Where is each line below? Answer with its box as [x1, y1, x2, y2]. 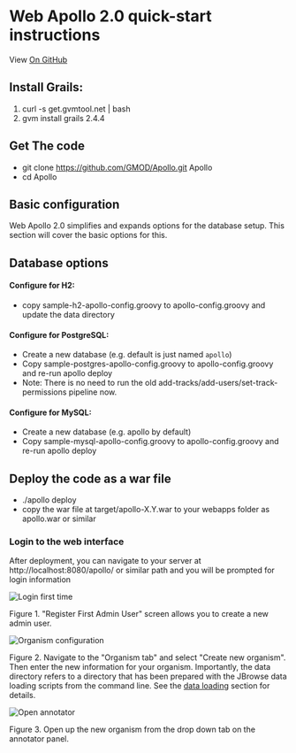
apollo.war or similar [21, 513, 96, 524]
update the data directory [21, 309, 115, 319]
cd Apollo [21, 171, 57, 182]
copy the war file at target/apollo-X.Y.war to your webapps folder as [21, 504, 270, 515]
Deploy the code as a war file [9, 471, 172, 486]
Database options [9, 255, 109, 271]
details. [9, 690, 36, 701]
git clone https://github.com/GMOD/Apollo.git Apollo [21, 162, 213, 173]
